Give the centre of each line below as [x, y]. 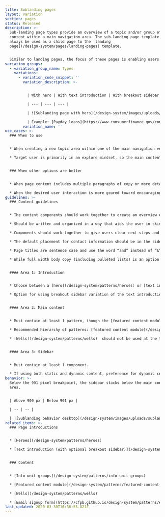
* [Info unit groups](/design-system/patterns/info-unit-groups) [78, 476]
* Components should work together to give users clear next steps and [84, 233]
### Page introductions [34, 428]
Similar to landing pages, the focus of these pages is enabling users [84, 59]
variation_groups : [24, 64]
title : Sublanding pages [30, 10]
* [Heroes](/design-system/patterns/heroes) [56, 441]
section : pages [21, 19]
